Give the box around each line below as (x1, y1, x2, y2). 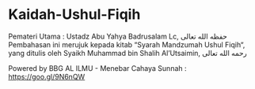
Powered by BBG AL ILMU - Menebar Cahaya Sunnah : (8, 63, 188, 72)
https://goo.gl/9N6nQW (8, 72, 86, 81)
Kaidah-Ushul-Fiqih (8, 6, 141, 24)
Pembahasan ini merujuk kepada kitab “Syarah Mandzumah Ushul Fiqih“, (8, 39, 245, 49)
